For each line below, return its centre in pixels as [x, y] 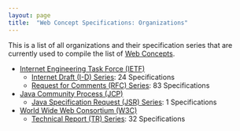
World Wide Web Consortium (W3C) [78, 110]
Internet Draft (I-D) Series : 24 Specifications [103, 77]
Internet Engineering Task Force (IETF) [82, 68]
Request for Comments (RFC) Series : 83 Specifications [120, 85]
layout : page [30, 15]
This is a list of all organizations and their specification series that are [120, 45]
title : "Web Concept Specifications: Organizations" [98, 23]
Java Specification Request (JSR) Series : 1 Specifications [124, 102]
